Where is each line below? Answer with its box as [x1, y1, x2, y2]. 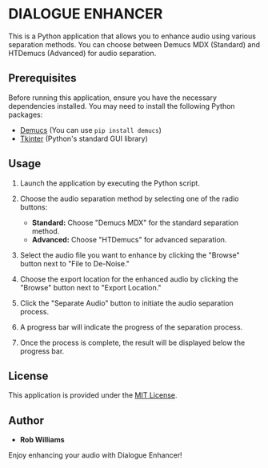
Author [8, 414, 44, 427]
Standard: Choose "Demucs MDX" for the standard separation [31, 218, 238, 227]
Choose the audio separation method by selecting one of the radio [19, 194, 239, 203]
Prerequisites [8, 71, 77, 85]
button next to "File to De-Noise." [19, 258, 130, 268]
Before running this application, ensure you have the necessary [8, 93, 218, 102]
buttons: [19, 202, 48, 212]
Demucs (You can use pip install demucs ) [19, 125, 162, 134]
